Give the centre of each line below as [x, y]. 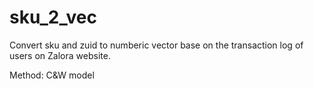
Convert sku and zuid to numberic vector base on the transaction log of [156, 45]
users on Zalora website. [60, 55]
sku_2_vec [53, 17]
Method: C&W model [52, 75]
